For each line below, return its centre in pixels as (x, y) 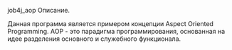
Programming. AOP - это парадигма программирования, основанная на (116, 31)
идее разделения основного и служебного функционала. (94, 39)
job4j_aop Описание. (38, 10)
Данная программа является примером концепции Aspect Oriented (110, 24)
